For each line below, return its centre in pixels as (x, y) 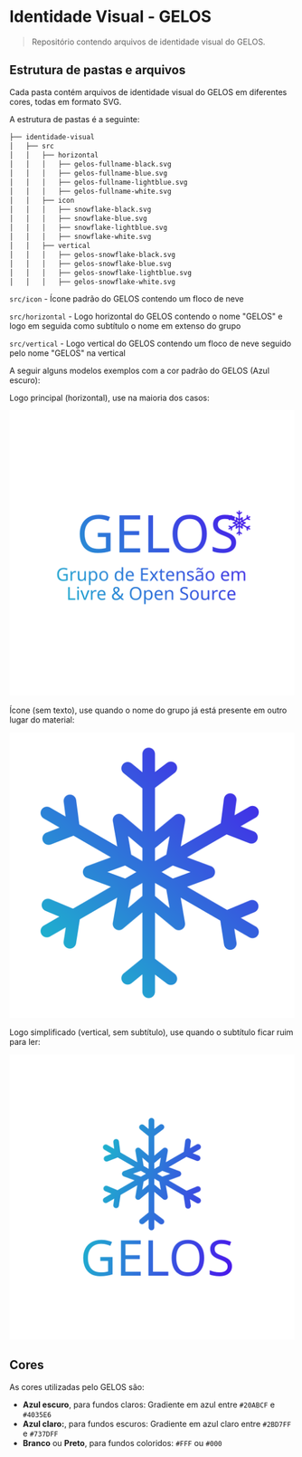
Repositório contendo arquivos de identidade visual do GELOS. (148, 42)
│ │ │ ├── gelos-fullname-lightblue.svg (99, 182)
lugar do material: (42, 719)
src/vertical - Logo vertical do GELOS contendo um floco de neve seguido (151, 343)
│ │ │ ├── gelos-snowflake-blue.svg (90, 264)
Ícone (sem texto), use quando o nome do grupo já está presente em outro (148, 710)
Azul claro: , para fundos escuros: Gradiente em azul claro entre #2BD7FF (157, 1423)
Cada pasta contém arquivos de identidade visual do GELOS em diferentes (148, 91)
